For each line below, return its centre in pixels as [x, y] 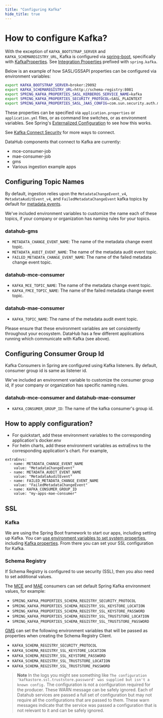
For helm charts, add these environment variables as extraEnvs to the [81, 446]
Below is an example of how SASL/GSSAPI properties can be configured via [81, 71]
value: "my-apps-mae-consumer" [45, 494]
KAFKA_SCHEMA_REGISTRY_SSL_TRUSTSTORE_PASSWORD [61, 666]
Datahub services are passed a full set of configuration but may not [84, 695]
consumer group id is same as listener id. [46, 371]
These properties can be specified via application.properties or [70, 113]
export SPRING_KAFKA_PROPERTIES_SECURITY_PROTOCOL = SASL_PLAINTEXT [73, 99]
